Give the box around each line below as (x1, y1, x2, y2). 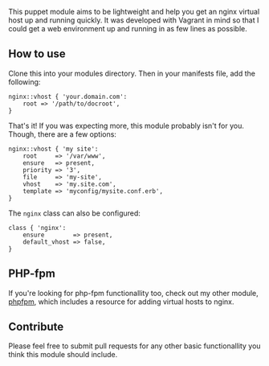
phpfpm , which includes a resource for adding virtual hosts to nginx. (8, 297, 234, 306)
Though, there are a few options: (8, 129, 116, 139)
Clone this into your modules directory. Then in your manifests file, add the (8, 68, 255, 78)
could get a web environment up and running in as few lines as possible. (8, 24, 247, 33)
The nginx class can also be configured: (8, 208, 141, 218)
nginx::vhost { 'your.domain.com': (8, 93, 128, 101)
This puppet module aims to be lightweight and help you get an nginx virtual (8, 7, 260, 16)
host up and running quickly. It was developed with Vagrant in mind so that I (8, 15, 259, 25)
